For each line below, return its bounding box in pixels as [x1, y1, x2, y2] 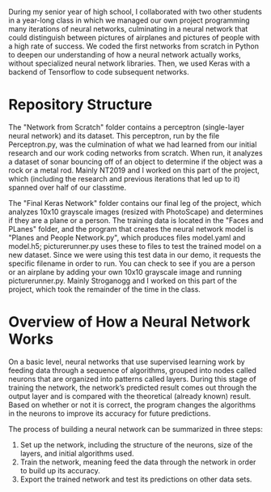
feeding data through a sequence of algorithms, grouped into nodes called [8, 365, 257, 375]
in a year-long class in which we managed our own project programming [8, 15, 250, 25]
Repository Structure [8, 96, 153, 114]
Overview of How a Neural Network [8, 313, 251, 332]
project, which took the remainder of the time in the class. [8, 284, 201, 294]
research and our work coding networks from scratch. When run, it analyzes [8, 148, 263, 157]
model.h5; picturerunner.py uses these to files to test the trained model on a [8, 241, 261, 250]
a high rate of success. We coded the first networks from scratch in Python [8, 41, 260, 51]
